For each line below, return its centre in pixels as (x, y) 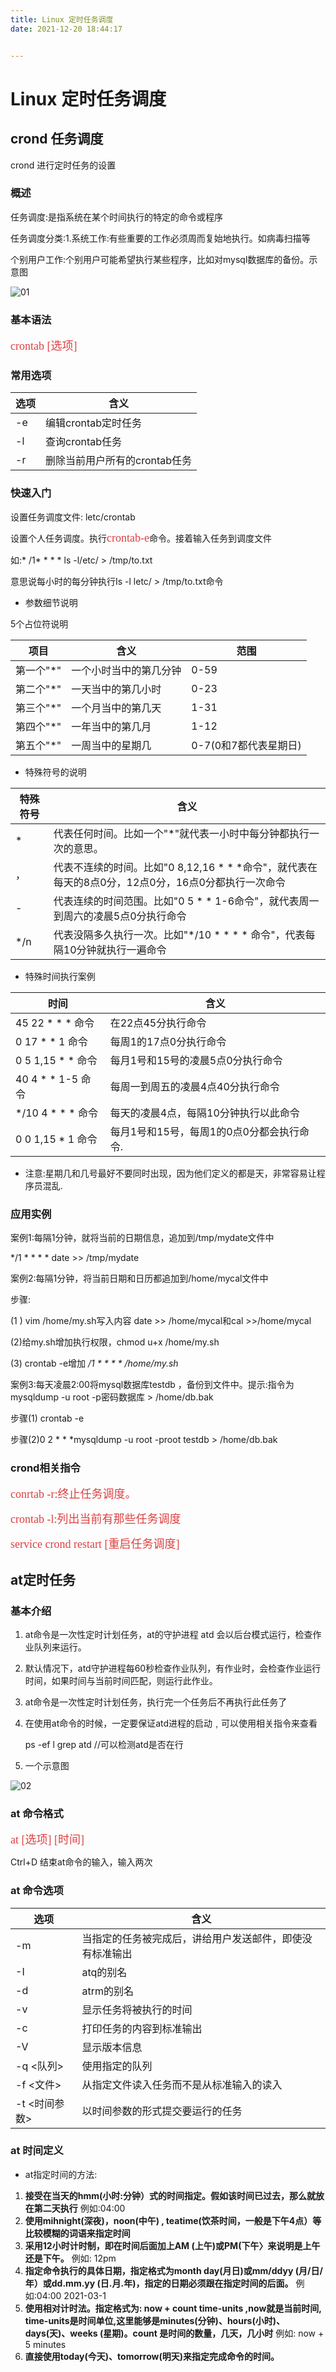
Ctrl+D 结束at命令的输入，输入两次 (81, 1862)
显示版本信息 (112, 2047)
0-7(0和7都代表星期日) (246, 745)
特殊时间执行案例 (60, 976)
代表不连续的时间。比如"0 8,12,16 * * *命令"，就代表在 (185, 867)
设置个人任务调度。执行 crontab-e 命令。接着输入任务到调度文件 (141, 538)
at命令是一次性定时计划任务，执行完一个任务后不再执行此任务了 (156, 1702)
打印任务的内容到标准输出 (142, 2028)
